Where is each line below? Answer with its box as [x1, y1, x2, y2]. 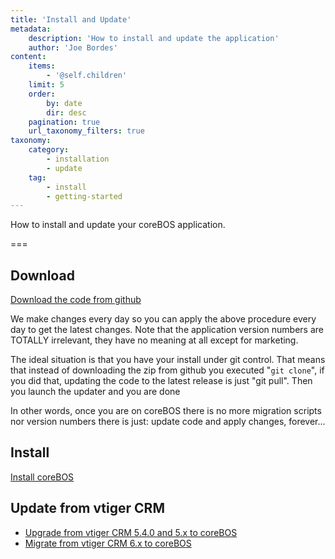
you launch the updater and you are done [10, 386, 181, 398]
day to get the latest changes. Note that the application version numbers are [10, 324, 324, 336]
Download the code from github [10, 294, 142, 306]
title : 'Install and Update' [10, 14, 132, 25]
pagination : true [28, 117, 101, 127]
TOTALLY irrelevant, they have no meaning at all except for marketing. [10, 334, 299, 346]
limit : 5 [28, 80, 65, 90]
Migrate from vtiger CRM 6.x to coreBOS [24, 537, 192, 549]
